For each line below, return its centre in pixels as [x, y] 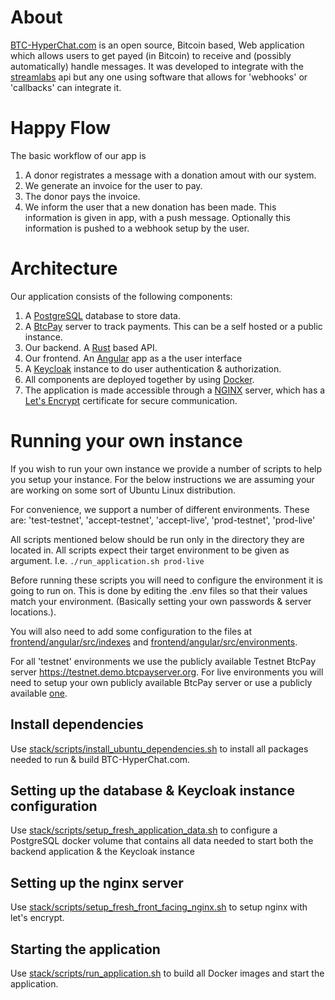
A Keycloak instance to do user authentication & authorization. [153, 368]
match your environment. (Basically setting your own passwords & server [161, 601]
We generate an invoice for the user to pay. [113, 185]
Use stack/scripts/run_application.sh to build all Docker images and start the [167, 973]
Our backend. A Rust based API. [91, 347]
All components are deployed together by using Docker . [139, 379]
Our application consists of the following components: [121, 296]
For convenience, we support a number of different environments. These [160, 509]
